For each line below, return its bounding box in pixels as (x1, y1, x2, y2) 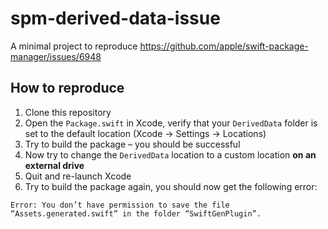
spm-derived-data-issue (10, 7, 221, 30)
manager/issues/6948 (10, 50, 102, 62)
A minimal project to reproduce (10, 40, 138, 52)
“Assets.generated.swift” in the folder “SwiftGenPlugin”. (10, 208, 262, 219)
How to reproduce (10, 80, 125, 97)
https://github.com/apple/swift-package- (139, 40, 309, 52)
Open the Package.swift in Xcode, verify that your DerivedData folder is (24, 117, 318, 129)
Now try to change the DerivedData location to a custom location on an (24, 148, 317, 161)
